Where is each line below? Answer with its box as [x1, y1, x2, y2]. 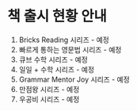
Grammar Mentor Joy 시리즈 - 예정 [18, 75, 130, 84]
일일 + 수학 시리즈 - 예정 [18, 64, 95, 74]
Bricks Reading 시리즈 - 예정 [18, 35, 110, 44]
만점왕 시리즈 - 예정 [18, 84, 80, 94]
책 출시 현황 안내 [7, 7, 108, 25]
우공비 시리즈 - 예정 [18, 94, 80, 104]
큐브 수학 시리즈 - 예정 [18, 55, 88, 64]
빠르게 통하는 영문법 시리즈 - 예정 [18, 44, 122, 54]
